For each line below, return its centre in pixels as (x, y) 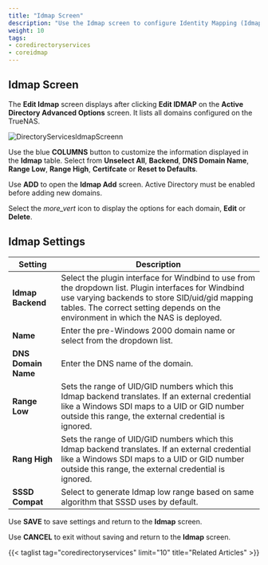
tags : (17, 38)
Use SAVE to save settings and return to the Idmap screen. (105, 521)
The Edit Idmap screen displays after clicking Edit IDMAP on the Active (126, 104)
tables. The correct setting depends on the (141, 308)
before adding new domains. (55, 193)
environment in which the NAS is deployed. (141, 317)
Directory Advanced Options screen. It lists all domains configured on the (130, 112)
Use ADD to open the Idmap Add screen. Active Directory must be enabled (132, 184)
